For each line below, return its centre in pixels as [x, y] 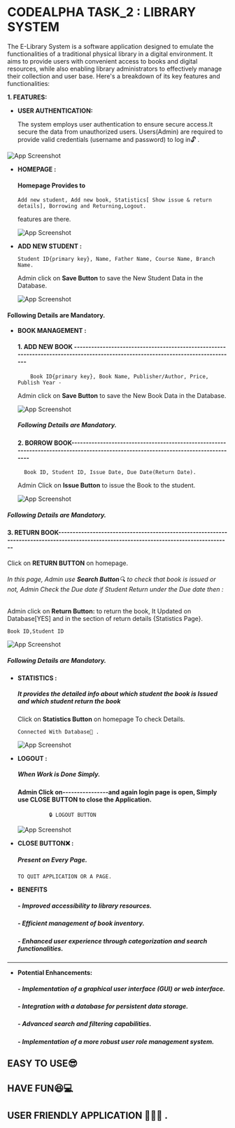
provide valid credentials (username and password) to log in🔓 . [108, 139]
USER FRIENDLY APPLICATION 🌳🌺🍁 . [87, 1115]
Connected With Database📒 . [58, 731]
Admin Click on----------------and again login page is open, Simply [117, 792]
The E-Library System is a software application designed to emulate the [111, 46]
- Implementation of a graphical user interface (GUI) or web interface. [121, 988]
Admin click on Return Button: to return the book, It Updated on [99, 611]
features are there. [44, 219]
